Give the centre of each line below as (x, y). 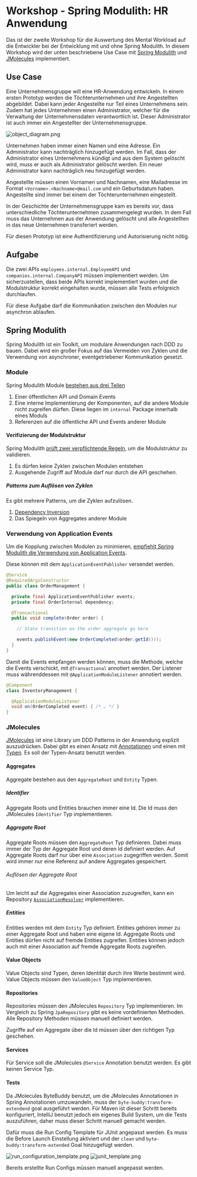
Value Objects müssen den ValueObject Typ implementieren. (79, 979)
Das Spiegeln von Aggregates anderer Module (71, 518)
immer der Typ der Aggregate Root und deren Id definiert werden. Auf (91, 848)
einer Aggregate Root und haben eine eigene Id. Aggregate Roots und (91, 934)
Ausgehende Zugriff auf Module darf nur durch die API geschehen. (96, 472)
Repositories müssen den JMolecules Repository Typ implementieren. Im (95, 1006)
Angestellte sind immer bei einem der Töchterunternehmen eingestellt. (92, 194)
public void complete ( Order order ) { (58, 618)
